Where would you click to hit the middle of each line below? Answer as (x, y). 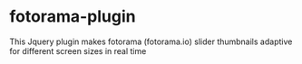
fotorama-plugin (73, 17)
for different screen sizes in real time (78, 50)
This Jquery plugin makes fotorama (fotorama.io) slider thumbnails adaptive (151, 41)
